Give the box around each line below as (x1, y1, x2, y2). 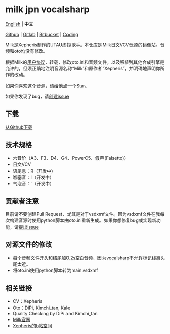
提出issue (18, 224, 39, 230)
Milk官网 (12, 317, 30, 322)
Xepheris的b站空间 (12, 323, 52, 329)
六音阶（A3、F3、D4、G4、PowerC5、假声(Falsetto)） (12, 155, 129, 161)
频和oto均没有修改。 (5, 48, 48, 54)
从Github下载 (5, 124, 33, 130)
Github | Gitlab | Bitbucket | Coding (5, 31, 78, 37)
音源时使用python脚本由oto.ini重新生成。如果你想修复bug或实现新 (18, 217, 156, 224)
